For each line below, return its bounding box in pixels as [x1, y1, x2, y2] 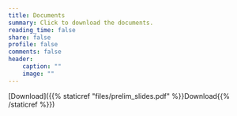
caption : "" [22, 63, 62, 71]
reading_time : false [8, 26, 77, 34]
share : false [8, 33, 51, 42]
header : [8, 56, 34, 63]
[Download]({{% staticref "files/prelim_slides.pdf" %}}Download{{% [8, 91, 231, 100]
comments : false [8, 48, 62, 56]
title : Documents [8, 11, 66, 20]
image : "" [22, 70, 55, 78]
